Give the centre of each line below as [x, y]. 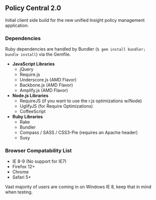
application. [17, 25]
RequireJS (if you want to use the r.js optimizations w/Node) [81, 101]
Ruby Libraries [27, 117]
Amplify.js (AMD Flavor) [44, 90]
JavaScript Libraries [34, 64]
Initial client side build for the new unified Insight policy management [75, 20]
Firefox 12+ [24, 167]
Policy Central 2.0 [33, 8]
